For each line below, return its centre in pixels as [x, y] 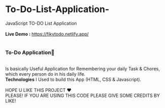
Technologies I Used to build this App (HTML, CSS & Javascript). [73, 80]
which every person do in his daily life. [45, 74]
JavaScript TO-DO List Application [41, 23]
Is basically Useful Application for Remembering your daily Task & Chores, [83, 69]
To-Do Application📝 [30, 52]
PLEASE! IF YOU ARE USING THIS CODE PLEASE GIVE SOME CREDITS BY [83, 96]
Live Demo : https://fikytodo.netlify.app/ [47, 34]
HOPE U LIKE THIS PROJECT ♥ [38, 90]
